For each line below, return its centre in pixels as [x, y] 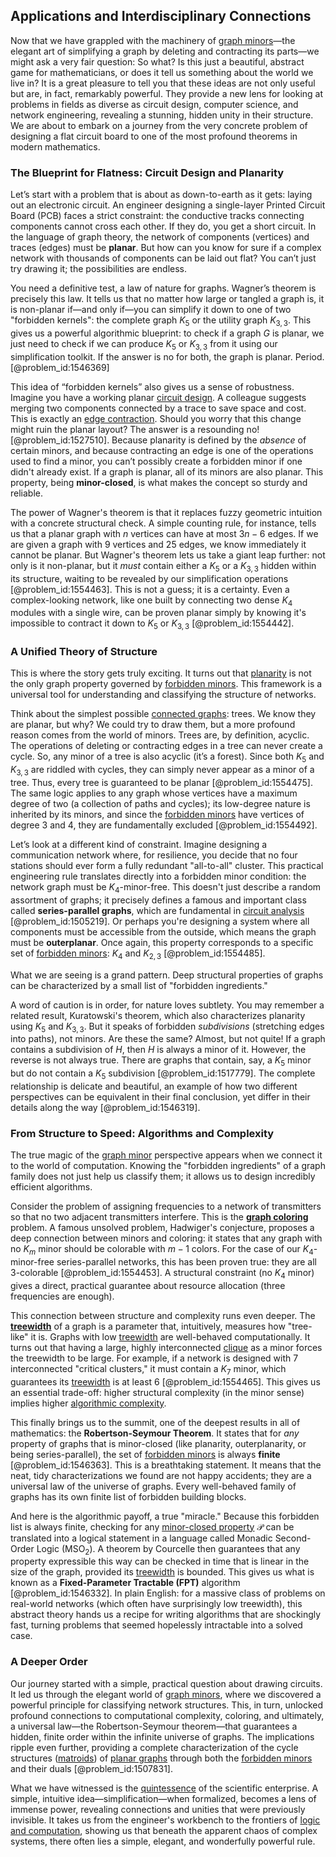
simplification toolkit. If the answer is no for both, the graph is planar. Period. [167, 356]
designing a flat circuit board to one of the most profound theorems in [154, 136]
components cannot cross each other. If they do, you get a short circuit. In [163, 226]
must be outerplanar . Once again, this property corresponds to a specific [162, 942]
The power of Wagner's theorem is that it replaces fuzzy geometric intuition [166, 512]
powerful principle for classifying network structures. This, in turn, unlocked [167, 1705]
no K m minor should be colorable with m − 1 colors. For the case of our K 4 [162, 1250]
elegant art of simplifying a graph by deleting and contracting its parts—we [165, 51]
